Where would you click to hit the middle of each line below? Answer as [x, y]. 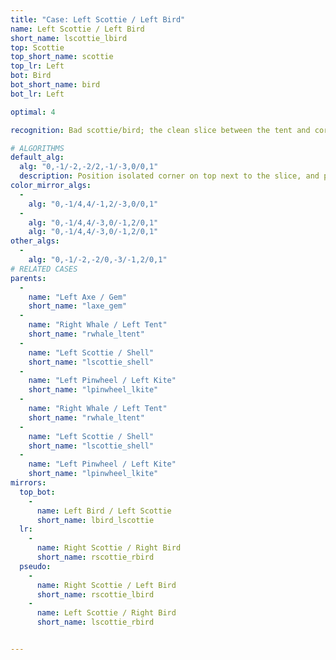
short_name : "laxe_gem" [78, 306]
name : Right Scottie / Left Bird [106, 585]
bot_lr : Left [37, 94]
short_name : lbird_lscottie [95, 520]
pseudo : [35, 566]
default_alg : [37, 157]
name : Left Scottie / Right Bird [106, 613]
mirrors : [28, 483]
